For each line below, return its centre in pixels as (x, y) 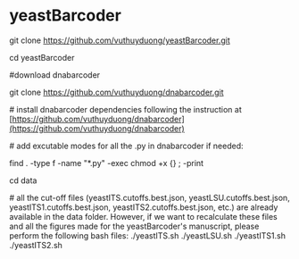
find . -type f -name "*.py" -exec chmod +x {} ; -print (106, 163)
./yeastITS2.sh (36, 245)
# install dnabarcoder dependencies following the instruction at (126, 109)
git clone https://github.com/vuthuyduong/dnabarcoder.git (117, 92)
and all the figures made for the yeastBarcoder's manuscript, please (134, 226)
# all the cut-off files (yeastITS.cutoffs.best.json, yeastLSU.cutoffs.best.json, (149, 197)
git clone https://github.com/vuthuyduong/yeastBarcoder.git (120, 40)
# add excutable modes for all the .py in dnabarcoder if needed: (126, 146)
